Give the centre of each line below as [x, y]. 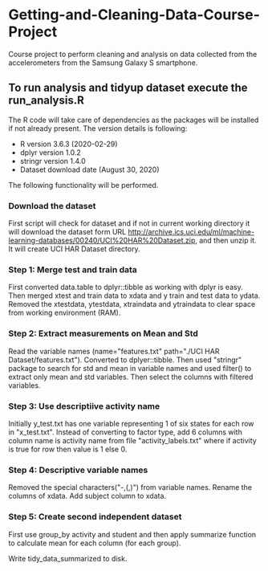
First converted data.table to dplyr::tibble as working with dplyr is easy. [126, 288]
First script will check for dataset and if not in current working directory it [129, 223]
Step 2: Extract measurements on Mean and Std [104, 333]
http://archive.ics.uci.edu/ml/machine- [191, 232]
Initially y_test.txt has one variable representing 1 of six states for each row [131, 423]
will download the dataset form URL [67, 232]
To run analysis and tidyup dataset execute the [128, 88]
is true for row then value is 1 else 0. [68, 449]
